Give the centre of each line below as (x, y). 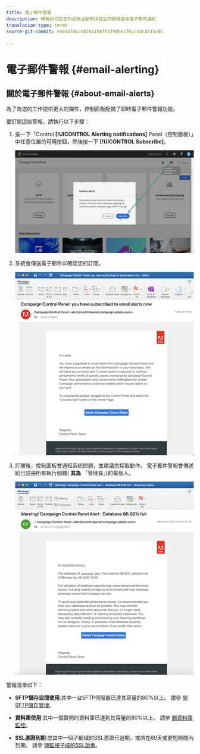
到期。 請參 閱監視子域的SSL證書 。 (58, 745)
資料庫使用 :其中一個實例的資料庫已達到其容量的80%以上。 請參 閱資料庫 (104, 718)
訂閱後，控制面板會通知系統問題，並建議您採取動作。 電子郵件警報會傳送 (104, 465)
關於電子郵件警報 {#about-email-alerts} (80, 93)
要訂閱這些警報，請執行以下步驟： (48, 121)
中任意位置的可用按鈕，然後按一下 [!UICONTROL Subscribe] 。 (92, 142)
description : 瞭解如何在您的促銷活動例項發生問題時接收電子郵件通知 (81, 19)
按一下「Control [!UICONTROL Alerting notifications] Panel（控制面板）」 (104, 134)
